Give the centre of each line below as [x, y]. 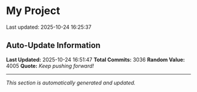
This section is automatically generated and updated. [71, 83]
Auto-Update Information [53, 45]
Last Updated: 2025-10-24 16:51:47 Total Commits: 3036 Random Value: [96, 59]
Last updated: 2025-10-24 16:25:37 [49, 27]
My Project [33, 11]
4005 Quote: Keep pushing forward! [50, 66]
